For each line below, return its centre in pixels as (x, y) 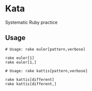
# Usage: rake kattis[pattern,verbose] (46, 71)
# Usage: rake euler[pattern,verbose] (45, 49)
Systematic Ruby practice (32, 22)
